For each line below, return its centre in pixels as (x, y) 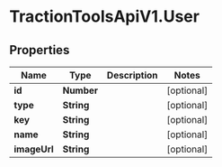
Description (133, 75)
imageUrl (34, 149)
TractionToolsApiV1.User (105, 17)
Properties (40, 50)
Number (80, 90)
